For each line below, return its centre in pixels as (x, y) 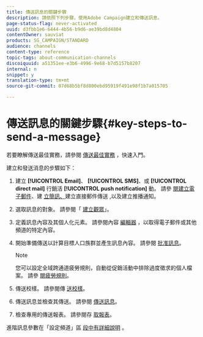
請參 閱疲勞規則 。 (50, 275)
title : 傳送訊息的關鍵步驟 (37, 12)
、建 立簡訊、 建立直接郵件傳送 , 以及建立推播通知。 (95, 196)
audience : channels (31, 47)
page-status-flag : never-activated (52, 23)
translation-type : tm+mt (38, 80)
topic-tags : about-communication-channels (61, 58)
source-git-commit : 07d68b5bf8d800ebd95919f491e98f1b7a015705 (87, 86)
